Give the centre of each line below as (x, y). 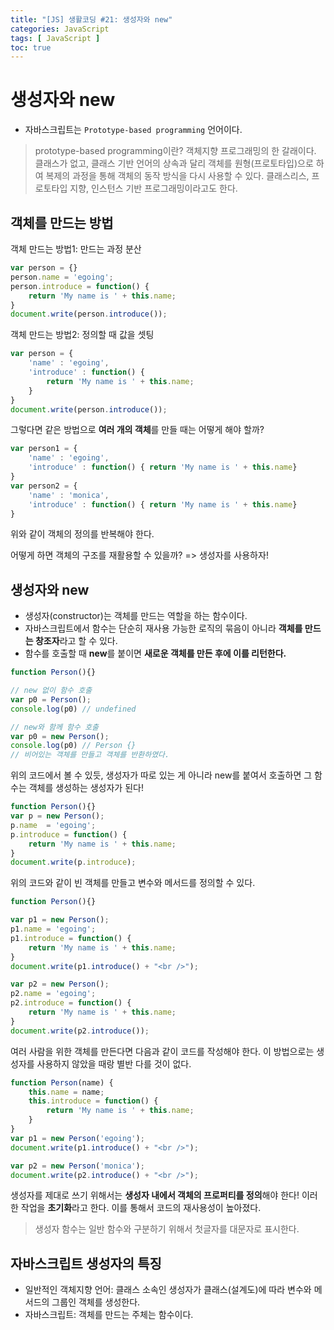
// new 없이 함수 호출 (51, 691)
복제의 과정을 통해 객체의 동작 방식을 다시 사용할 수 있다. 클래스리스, (177, 176)
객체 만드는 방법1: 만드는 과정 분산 (76, 249)
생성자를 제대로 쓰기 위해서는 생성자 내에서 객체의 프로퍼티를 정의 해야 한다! (155, 1195)
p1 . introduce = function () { (71, 938)
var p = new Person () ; (57, 816)
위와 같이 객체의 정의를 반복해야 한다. (82, 534)
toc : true (31, 47)
